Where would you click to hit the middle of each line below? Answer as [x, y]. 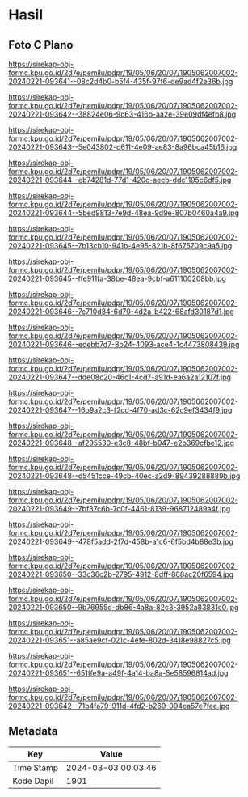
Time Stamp [36, 768]
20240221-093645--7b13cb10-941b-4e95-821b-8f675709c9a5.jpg [120, 246]
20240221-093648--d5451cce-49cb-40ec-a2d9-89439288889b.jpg [124, 476]
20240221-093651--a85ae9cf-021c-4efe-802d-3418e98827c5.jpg [120, 640]
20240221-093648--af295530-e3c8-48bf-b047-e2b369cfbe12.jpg [121, 443]
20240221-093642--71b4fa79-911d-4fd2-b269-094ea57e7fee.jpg [119, 706]
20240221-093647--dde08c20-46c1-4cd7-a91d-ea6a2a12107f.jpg [120, 377]
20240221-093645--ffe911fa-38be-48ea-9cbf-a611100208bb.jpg [117, 278]
